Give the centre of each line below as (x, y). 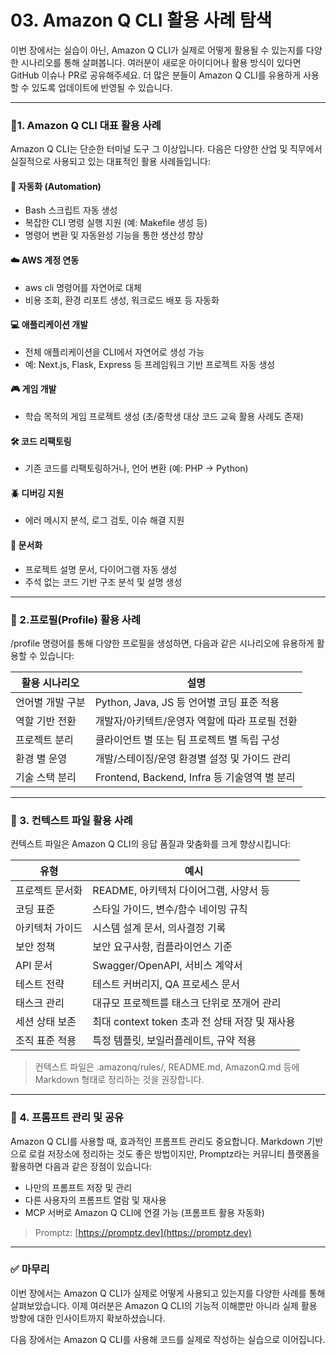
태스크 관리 (40, 1003)
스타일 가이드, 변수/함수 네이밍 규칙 (170, 909)
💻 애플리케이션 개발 (49, 325)
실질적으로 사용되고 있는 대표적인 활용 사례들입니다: (110, 162)
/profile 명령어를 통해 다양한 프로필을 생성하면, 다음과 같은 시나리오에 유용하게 (162, 643)
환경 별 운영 (41, 758)
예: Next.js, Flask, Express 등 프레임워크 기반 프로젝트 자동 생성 (150, 364)
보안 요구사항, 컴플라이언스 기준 (162, 947)
